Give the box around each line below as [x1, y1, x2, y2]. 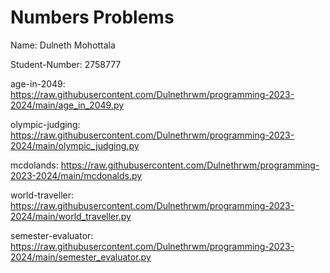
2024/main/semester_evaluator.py [10, 251, 152, 263]
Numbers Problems [10, 6, 175, 29]
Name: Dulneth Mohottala [10, 39, 116, 51]
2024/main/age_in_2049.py [10, 99, 125, 111]
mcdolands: [10, 159, 59, 171]
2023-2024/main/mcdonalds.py [10, 169, 143, 181]
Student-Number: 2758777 [10, 58, 122, 70]
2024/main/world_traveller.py [10, 210, 132, 222]
